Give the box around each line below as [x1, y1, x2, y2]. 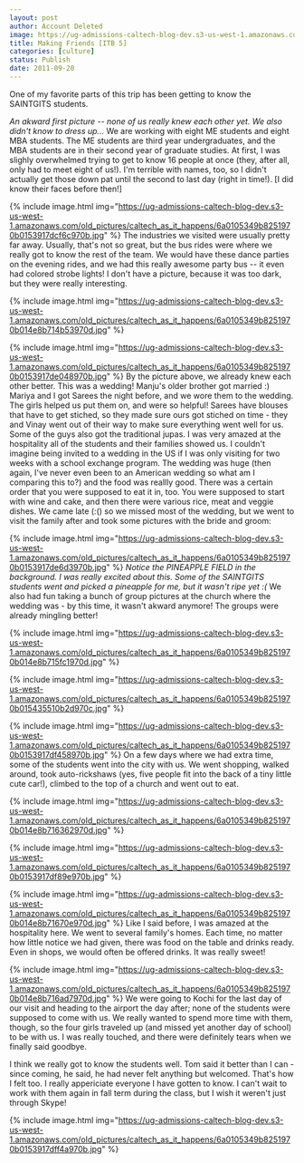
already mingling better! [9, 609, 99, 621]
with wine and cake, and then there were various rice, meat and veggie [9, 496, 274, 507]
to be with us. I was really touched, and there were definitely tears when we [9, 1031, 291, 1042]
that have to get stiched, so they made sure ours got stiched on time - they [9, 409, 289, 420]
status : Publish [9, 55, 71, 64]
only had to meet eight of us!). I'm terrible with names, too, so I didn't [9, 164, 267, 175]
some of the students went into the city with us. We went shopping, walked [9, 759, 290, 770]
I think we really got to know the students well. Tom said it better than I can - [9, 1058, 294, 1070]
